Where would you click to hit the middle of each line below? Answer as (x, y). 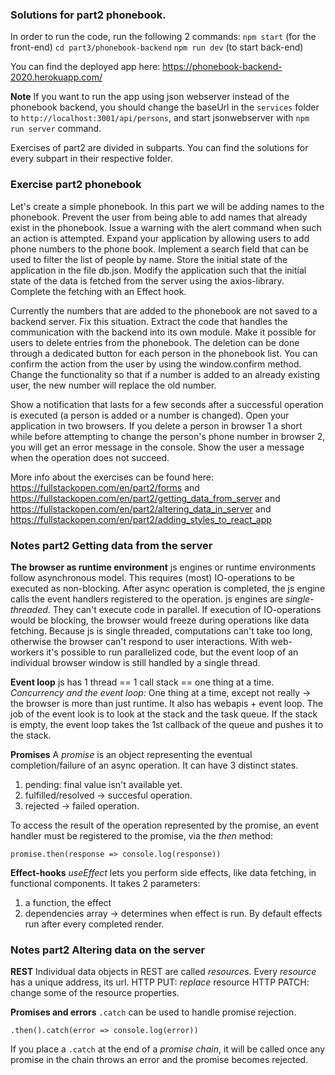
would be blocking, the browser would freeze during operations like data (160, 620)
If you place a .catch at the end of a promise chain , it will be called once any (168, 1049)
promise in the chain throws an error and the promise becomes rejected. (159, 1060)
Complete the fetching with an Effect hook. (98, 291)
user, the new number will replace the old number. (113, 385)
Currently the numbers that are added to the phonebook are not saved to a (164, 310)
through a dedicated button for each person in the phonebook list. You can (164, 353)
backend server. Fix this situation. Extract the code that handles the (149, 321)
